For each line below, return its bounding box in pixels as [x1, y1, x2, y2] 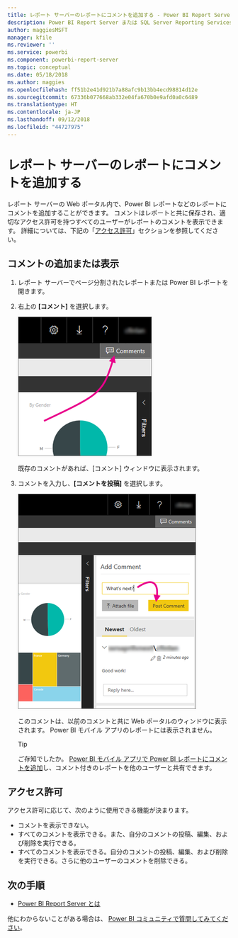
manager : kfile [7, 34, 52, 41]
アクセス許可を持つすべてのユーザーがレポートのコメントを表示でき [19, 217, 217, 226]
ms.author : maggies [7, 79, 65, 86]
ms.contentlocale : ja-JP [7, 108, 81, 116]
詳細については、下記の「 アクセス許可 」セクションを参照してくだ [21, 226, 212, 234]
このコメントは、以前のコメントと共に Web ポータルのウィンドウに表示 [17, 716, 227, 725]
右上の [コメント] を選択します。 [17, 302, 113, 310]
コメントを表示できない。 [17, 821, 93, 830]
